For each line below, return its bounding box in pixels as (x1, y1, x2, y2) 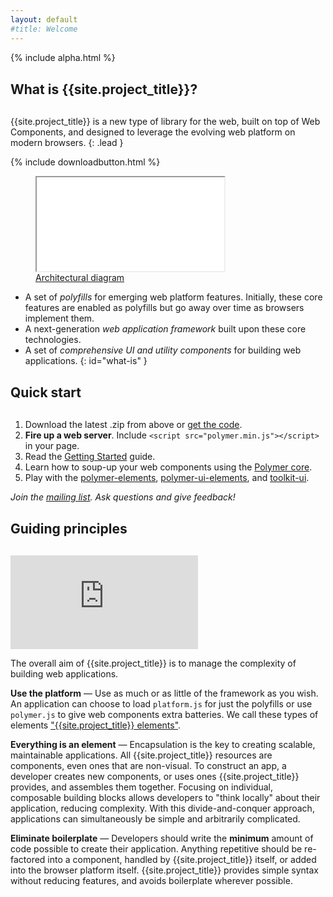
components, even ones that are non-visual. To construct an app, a (10, 759, 287, 771)
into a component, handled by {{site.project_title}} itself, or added (47, 853, 317, 865)
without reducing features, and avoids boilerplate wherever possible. (10, 874, 293, 886)
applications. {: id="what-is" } (24, 354, 148, 366)
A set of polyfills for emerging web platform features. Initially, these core (24, 291, 323, 303)
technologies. (24, 333, 82, 345)
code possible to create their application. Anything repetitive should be (10, 842, 303, 855)
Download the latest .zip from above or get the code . (24, 418, 243, 430)
